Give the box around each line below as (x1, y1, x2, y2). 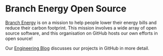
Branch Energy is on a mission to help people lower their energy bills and (5, 19, 157, 25)
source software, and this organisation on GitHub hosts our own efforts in (5, 30, 158, 36)
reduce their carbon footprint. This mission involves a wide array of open (5, 24, 157, 30)
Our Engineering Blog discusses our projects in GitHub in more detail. (5, 45, 150, 51)
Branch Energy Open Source (5, 3, 127, 14)
